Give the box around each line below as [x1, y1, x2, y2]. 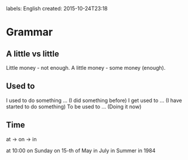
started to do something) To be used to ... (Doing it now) [6, 103, 142, 110]
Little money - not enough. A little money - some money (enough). [6, 64, 166, 71]
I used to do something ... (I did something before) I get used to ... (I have [6, 97, 183, 104]
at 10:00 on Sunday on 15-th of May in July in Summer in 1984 [6, 147, 156, 154]
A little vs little [6, 49, 60, 59]
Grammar [6, 26, 53, 39]
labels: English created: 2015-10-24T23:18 [6, 5, 108, 12]
